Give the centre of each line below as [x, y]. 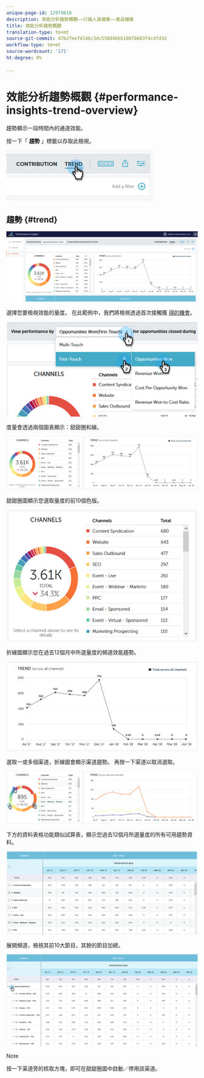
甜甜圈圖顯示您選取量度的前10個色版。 [54, 500]
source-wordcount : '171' [38, 52]
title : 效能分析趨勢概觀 [34, 26]
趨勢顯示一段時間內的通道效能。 [46, 128]
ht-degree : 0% [24, 58]
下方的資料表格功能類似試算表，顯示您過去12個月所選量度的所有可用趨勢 [97, 835]
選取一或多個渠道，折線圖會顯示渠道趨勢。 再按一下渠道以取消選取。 [92, 762]
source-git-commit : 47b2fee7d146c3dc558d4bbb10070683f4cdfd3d [87, 39]
